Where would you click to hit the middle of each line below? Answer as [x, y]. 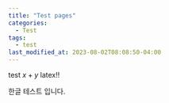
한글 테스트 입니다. [37, 91]
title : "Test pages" [42, 15]
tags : [17, 38]
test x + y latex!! [34, 75]
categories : [28, 23]
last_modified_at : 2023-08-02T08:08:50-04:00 [84, 52]
